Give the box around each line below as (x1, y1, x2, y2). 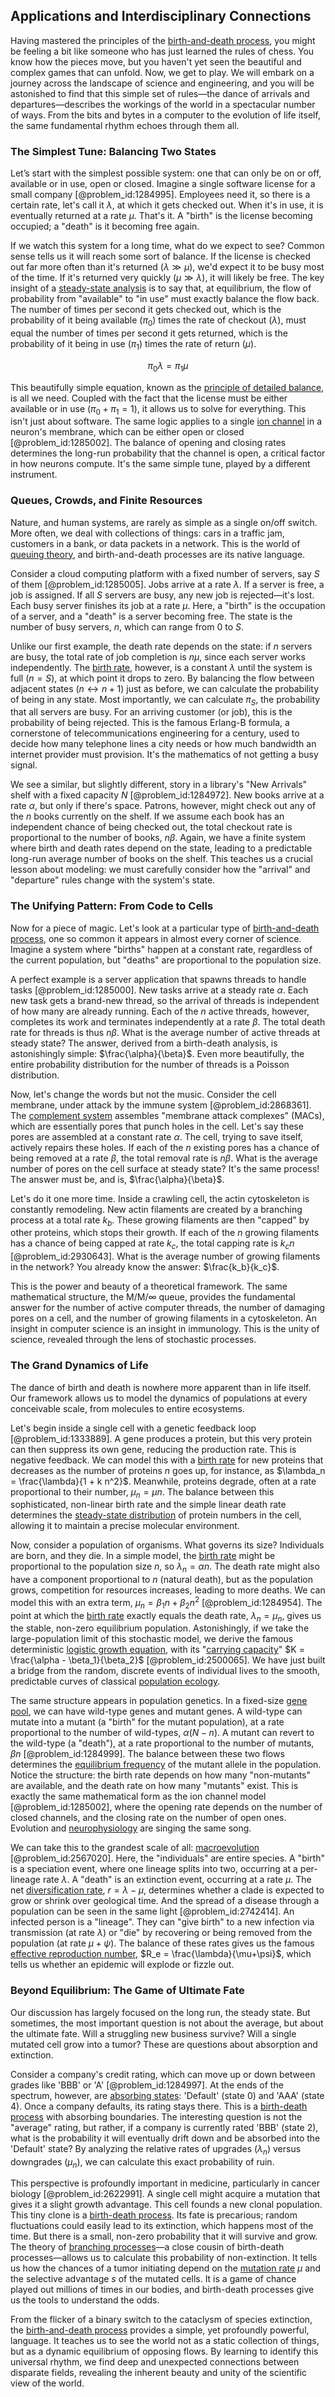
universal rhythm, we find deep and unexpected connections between (10, 2356, 300, 2368)
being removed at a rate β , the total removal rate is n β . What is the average (10, 1152, 318, 1164)
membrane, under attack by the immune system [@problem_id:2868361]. (10, 1099, 312, 1111)
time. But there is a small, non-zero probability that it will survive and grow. (10, 2230, 318, 2243)
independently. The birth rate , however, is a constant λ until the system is (10, 661, 313, 673)
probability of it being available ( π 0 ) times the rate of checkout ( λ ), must (10, 314, 307, 328)
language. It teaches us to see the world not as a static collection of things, (10, 2335, 320, 2347)
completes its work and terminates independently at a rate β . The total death (10, 1015, 326, 1028)
